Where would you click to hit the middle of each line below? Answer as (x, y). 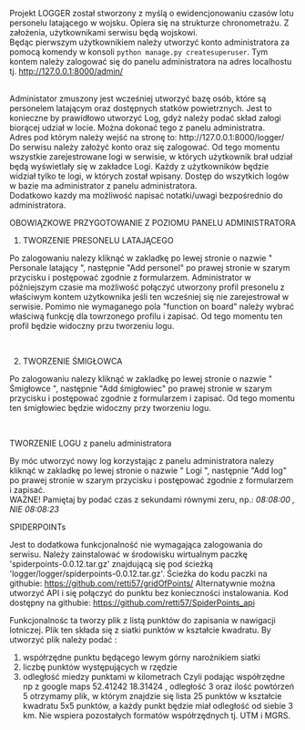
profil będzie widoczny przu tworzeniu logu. (92, 326)
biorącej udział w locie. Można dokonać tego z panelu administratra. (137, 128)
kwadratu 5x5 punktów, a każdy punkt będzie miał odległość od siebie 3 (158, 706)
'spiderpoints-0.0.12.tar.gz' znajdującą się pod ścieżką (112, 564)
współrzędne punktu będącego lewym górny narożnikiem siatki (142, 657)
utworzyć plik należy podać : (63, 640)
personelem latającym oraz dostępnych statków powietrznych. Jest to (141, 108)
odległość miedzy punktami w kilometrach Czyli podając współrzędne (153, 677)
